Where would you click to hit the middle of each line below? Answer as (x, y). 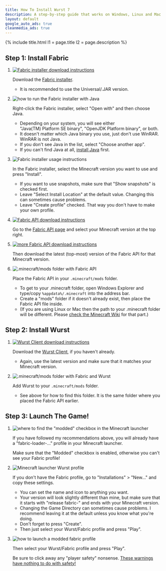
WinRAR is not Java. (40, 139)
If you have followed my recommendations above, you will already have (85, 438)
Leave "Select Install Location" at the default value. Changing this (87, 194)
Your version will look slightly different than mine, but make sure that (90, 498)
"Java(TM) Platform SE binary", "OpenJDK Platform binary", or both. (89, 128)
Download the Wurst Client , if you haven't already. (64, 352)
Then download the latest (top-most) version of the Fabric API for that (84, 254)
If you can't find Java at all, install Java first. (65, 149)
